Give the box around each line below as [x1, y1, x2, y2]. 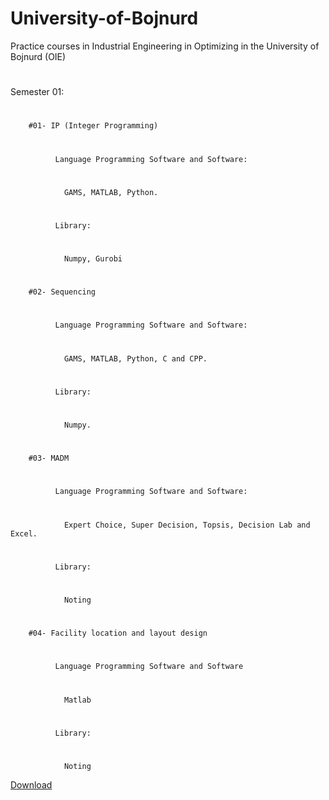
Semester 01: [10, 86, 65, 98]
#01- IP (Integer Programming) [28, 121, 159, 131]
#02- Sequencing [28, 287, 97, 297]
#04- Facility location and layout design [28, 628, 208, 639]
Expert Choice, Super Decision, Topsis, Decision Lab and [63, 520, 311, 530]
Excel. [10, 528, 38, 539]
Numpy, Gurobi [63, 254, 123, 264]
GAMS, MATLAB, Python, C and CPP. [63, 353, 208, 364]
